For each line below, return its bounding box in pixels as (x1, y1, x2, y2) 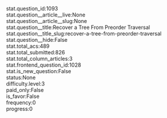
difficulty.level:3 (6, 80, 45, 87)
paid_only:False (6, 87, 44, 93)
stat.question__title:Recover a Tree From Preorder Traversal (6, 24, 150, 31)
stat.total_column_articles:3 (6, 55, 73, 62)
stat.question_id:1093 (6, 5, 58, 12)
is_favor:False (6, 93, 40, 100)
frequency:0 (6, 99, 37, 106)
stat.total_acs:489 (6, 42, 50, 50)
